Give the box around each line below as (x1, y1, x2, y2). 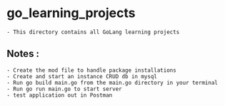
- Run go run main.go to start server (6, 85, 122, 92)
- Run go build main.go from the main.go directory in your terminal (6, 79, 219, 86)
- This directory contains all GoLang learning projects (6, 28, 180, 36)
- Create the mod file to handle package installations (6, 66, 176, 74)
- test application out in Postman (6, 91, 113, 99)
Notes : (6, 48, 40, 60)
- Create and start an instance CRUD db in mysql (6, 73, 158, 80)
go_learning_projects (6, 5, 136, 21)
